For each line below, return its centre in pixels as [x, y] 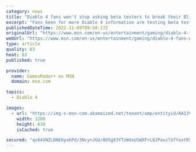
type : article [23, 44]
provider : [18, 70]
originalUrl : [22, 33]
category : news [24, 11]
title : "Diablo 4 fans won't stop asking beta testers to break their [94, 17]
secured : [17, 140]
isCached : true [35, 130]
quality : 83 [20, 50]
